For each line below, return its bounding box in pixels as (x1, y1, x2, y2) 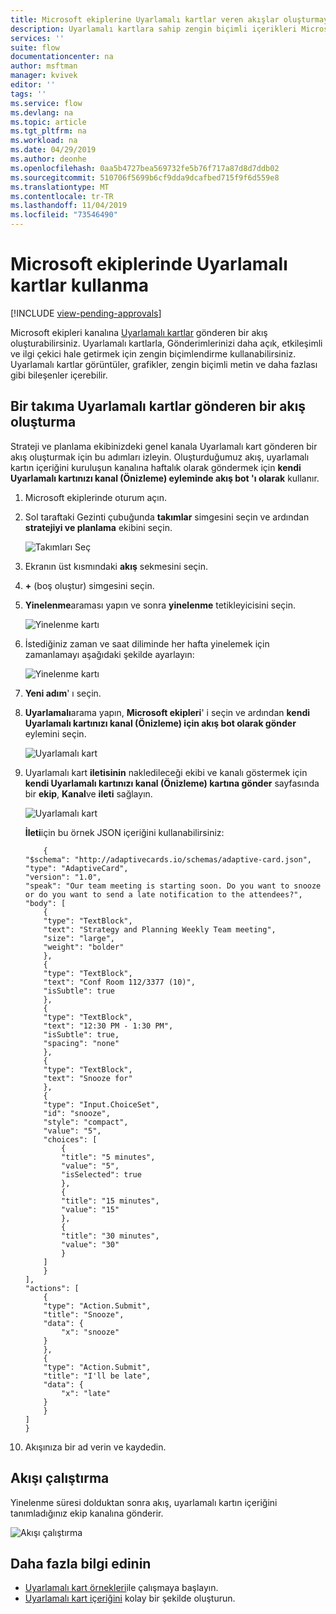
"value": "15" (61, 1204, 120, 1215)
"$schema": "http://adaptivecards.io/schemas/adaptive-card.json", (24, 854, 312, 865)
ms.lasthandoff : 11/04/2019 (10, 201, 128, 211)
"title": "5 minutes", (61, 1152, 156, 1162)
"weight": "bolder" (43, 942, 125, 952)
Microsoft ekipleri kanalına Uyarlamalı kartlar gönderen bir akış (10, 326, 268, 338)
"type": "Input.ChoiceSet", (43, 1099, 160, 1110)
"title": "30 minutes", (61, 1231, 160, 1241)
